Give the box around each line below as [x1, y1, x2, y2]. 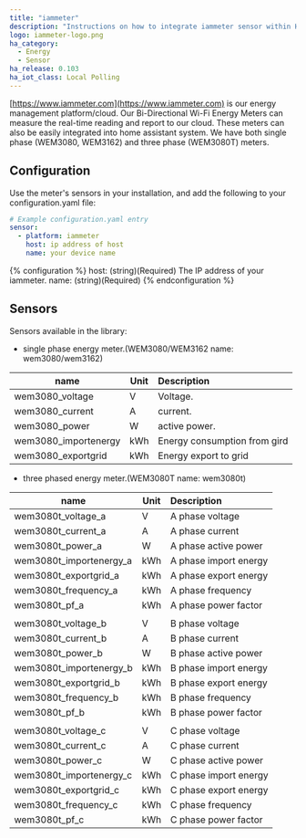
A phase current [169, 524, 240, 537]
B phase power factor [169, 706, 262, 718]
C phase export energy [169, 783, 269, 796]
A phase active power [169, 539, 263, 552]
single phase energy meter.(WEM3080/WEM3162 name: [22, 343, 234, 354]
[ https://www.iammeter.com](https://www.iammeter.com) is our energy [9, 98, 277, 109]
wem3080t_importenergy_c [14, 769, 133, 781]
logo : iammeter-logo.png [9, 30, 104, 39]
